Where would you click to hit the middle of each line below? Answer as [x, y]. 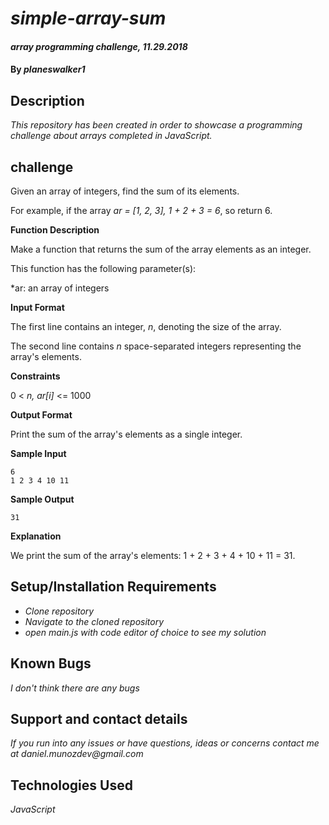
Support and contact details [99, 719]
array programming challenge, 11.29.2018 [99, 46]
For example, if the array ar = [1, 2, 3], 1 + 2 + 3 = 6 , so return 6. [141, 210]
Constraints [35, 376]
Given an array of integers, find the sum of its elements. [125, 191]
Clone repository [59, 611]
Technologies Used [71, 785]
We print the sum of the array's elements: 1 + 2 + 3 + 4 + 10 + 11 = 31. [153, 555]
